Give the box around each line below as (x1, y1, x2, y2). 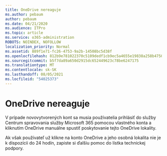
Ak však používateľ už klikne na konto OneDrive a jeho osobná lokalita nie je (5, 135, 162, 141)
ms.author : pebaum (5, 12, 43, 17)
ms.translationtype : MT (5, 63, 55, 68)
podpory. (5, 145, 24, 151)
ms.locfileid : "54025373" (5, 77, 59, 81)
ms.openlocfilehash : (5, 53, 48, 59)
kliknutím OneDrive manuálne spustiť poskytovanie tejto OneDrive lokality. (5, 125, 157, 131)
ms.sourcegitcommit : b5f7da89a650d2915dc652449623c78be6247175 (5, 58, 139, 63)
